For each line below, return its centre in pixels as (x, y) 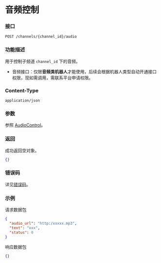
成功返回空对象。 (22, 150)
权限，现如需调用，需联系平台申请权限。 (52, 78)
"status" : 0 (22, 232)
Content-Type (22, 90)
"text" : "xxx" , (25, 228)
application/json (23, 101)
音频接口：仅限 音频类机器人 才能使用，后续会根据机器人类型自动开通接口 (84, 71)
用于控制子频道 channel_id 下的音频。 (43, 61)
